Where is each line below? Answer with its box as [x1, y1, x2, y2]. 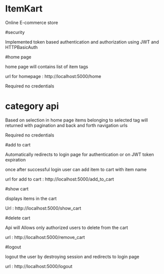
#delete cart [5, 214, 30, 220]
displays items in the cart [5, 195, 57, 201]
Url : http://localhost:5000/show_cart [5, 205, 81, 211]
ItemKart [5, 3, 43, 14]
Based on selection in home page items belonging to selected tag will [5, 117, 148, 123]
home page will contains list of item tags [5, 63, 88, 69]
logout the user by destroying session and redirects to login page [5, 253, 139, 259]
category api [5, 100, 59, 112]
